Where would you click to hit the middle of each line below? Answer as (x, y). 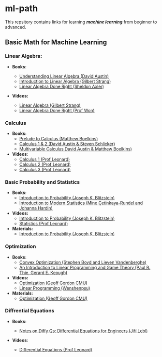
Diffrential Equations (30, 311)
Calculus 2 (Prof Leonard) (45, 164)
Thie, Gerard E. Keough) (43, 273)
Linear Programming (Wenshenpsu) (55, 288)
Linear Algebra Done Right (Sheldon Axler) (61, 86)
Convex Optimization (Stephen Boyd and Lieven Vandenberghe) (83, 262)
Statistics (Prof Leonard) (44, 224)
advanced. (16, 27)
